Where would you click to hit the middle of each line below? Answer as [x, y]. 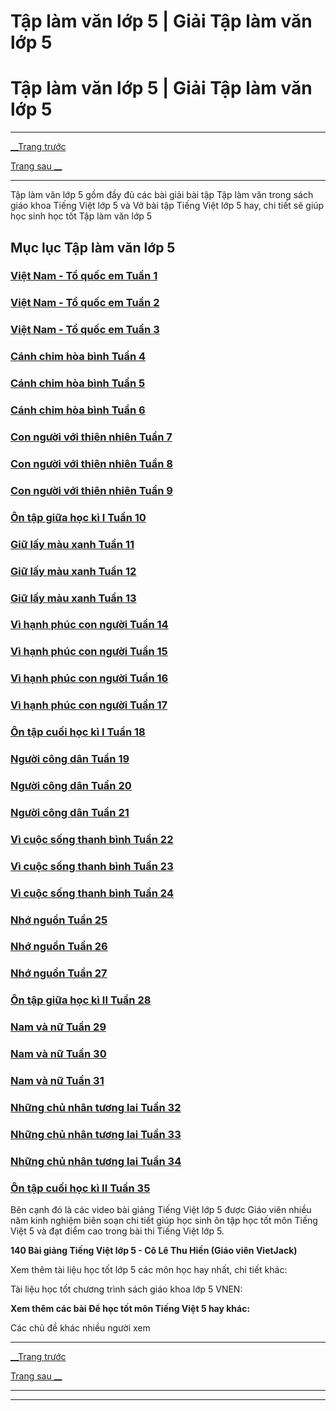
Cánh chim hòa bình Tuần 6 [78, 410]
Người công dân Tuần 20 [71, 785]
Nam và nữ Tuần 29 [58, 1027]
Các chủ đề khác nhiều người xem [80, 1328]
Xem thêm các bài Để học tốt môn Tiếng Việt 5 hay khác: [130, 1309]
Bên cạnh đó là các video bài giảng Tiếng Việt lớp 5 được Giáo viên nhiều [161, 1210]
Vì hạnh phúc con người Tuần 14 [89, 625]
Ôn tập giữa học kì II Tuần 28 [81, 1000]
